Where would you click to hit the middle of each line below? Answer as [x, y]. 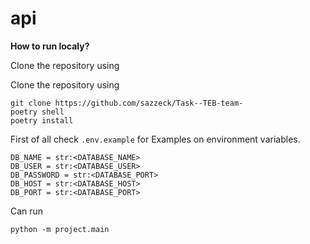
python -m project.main [60, 229]
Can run [27, 211]
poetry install [42, 120]
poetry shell [37, 112]
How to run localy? [50, 46]
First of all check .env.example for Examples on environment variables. [155, 139]
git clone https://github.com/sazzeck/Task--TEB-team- [127, 103]
